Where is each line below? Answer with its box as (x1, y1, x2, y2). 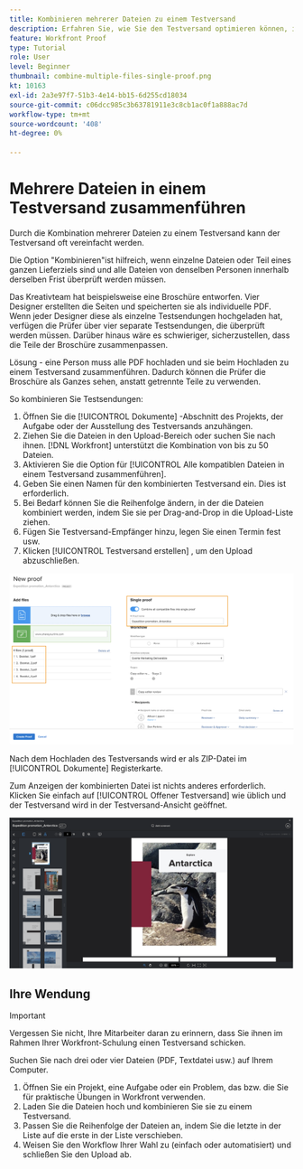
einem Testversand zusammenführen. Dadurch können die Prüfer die (9, 366, 266, 377)
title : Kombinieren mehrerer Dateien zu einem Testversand (9, 14, 236, 23)
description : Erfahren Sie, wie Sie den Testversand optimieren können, (9, 23, 289, 33)
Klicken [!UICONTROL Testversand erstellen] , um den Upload (22, 545, 252, 556)
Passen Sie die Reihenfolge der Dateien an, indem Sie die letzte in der (22, 1120, 282, 1131)
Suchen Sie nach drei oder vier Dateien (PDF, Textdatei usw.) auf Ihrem (9, 1055, 273, 1066)
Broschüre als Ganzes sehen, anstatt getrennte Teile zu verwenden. (9, 376, 262, 387)
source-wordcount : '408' (9, 119, 103, 128)
